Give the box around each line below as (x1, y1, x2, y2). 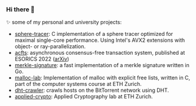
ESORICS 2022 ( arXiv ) (14, 55, 70, 62)
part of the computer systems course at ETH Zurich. (14, 81, 142, 88)
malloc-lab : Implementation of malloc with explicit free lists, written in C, (14, 74, 191, 81)
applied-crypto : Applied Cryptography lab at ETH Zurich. (14, 93, 153, 100)
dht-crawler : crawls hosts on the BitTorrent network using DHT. (14, 87, 169, 94)
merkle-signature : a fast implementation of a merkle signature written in (14, 62, 190, 69)
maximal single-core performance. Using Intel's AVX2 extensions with (14, 37, 185, 44)
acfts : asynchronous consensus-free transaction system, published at (14, 49, 185, 57)
